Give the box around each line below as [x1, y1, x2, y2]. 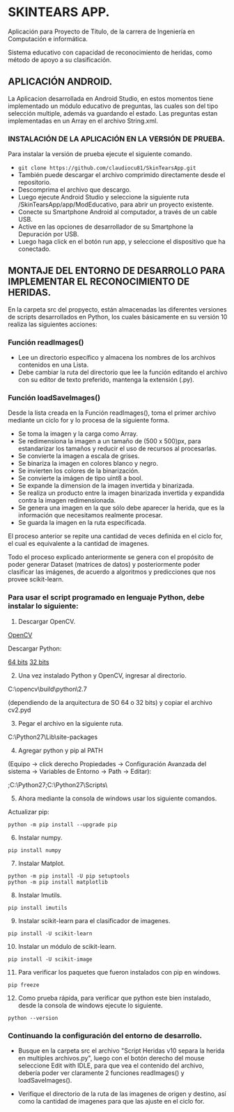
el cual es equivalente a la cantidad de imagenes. [8, 540, 149, 548]
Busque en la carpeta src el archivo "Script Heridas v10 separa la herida [17, 1046, 225, 1055]
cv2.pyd [8, 706, 31, 714]
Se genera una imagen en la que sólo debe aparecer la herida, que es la [17, 503, 225, 512]
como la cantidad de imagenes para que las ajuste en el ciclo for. [17, 1097, 205, 1106]
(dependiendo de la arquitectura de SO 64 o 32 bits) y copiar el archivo [8, 698, 213, 706]
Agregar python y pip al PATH [17, 746, 104, 754]
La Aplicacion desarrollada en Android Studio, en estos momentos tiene [8, 94, 214, 102]
